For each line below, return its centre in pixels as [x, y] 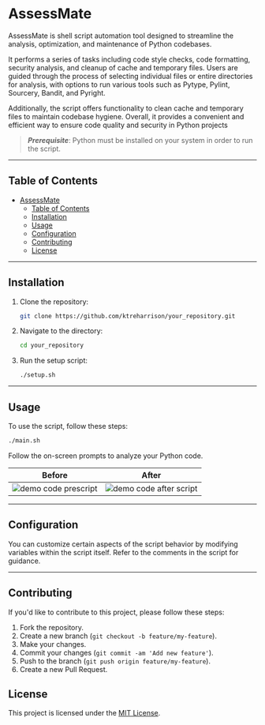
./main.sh [24, 441]
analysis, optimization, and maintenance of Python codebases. [110, 43]
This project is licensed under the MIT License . [84, 713]
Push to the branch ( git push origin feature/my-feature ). [115, 661]
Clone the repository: [54, 302]
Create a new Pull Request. [63, 669]
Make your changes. [53, 644]
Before [55, 475]
